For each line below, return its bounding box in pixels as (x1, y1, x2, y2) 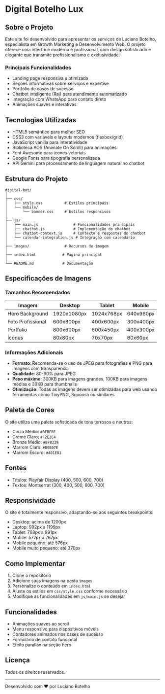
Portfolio (7, 326, 27, 333)
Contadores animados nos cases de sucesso (12, 631, 104, 637)
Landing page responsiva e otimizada (12, 75, 88, 81)
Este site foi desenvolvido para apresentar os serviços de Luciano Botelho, (5, 36, 156, 42)
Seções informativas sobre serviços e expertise (12, 80, 109, 87)
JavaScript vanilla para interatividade (12, 139, 87, 145)
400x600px (91, 318, 119, 325)
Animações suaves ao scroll (12, 621, 69, 626)
